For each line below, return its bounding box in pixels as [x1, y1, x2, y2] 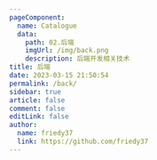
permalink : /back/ [9, 79, 77, 88]
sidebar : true [9, 87, 62, 96]
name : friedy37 [17, 129, 74, 138]
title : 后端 [9, 63, 51, 72]
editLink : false [9, 112, 69, 121]
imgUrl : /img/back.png [25, 46, 109, 55]
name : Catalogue [17, 21, 77, 30]
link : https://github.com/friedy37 [17, 137, 149, 146]
